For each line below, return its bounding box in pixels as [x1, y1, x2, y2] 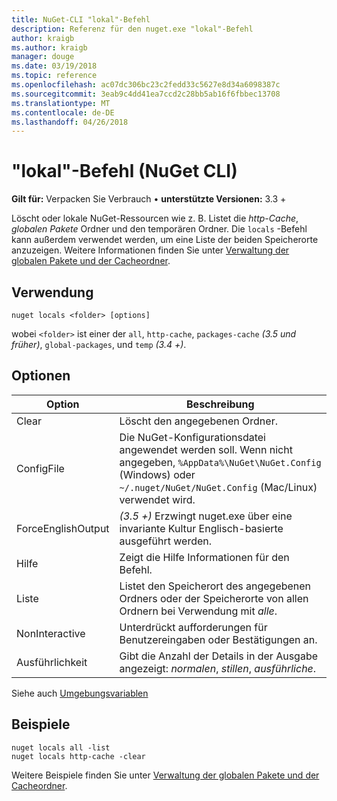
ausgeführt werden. [119, 534, 213, 548]
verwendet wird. [119, 492, 196, 506]
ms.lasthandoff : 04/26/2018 [11, 117, 129, 127]
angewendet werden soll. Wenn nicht [119, 442, 293, 456]
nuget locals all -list [11, 742, 111, 753]
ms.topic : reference [11, 71, 98, 81]
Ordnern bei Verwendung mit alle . [119, 604, 278, 618]
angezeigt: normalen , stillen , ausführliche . [119, 661, 317, 675]
